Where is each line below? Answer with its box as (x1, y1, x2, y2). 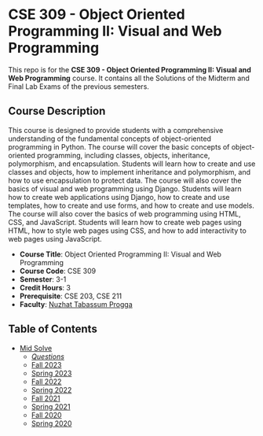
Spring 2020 (31, 419, 72, 428)
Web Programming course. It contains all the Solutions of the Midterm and (8, 73, 250, 83)
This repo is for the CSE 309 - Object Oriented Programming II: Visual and (8, 65, 251, 74)
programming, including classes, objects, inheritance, (36, 150, 210, 160)
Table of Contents (8, 323, 98, 336)
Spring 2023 (31, 368, 72, 378)
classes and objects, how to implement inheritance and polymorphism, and (8, 167, 251, 176)
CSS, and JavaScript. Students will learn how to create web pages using (8, 217, 242, 227)
